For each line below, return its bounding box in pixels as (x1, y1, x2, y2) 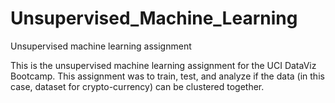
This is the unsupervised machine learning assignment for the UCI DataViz (10, 59, 317, 71)
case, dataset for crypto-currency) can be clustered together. (10, 80, 265, 92)
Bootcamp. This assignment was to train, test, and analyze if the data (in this (10, 70, 325, 82)
